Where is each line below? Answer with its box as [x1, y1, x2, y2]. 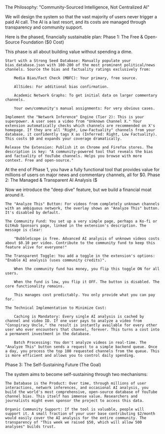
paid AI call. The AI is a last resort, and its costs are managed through [5, 19, 146, 25]
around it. [5, 192, 25, 197]
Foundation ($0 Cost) [20, 39, 65, 45]
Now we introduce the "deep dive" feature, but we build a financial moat [5, 187, 152, 193]
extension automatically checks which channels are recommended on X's [5, 123, 155, 128]
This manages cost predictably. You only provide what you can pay [14, 292, 155, 297]
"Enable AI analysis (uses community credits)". [5, 258, 107, 263]
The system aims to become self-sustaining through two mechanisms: [5, 371, 148, 377]
